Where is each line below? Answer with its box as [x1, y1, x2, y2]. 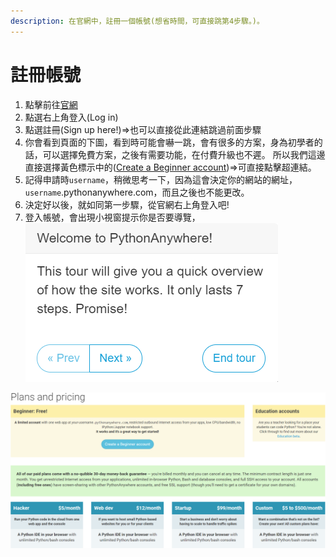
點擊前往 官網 [24, 98, 78, 110]
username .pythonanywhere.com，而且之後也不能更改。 [24, 186, 250, 198]
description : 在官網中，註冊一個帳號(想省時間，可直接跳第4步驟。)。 [10, 16, 265, 26]
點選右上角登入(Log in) [24, 111, 119, 123]
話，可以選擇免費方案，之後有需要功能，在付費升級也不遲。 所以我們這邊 [24, 148, 326, 160]
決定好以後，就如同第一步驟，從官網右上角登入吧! [24, 198, 230, 210]
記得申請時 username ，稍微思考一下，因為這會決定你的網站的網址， [24, 173, 298, 185]
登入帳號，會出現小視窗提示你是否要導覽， [24, 211, 201, 223]
